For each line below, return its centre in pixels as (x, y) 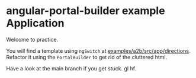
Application (35, 23)
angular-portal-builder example (86, 11)
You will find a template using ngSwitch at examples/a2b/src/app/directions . (98, 50)
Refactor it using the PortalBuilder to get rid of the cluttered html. (87, 57)
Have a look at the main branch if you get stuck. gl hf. (71, 68)
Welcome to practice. (32, 39)
